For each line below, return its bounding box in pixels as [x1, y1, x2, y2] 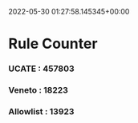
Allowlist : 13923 [8, 105, 75, 117]
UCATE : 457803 [8, 63, 75, 74]
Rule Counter [8, 35, 98, 53]
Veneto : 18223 [8, 85, 68, 96]
